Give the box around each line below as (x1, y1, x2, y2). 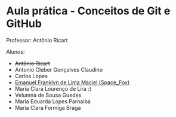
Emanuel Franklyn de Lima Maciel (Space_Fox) (14, 79, 130, 86)
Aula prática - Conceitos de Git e (6, 4, 171, 18)
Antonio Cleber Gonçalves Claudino (14, 66, 103, 73)
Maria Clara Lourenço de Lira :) (14, 85, 92, 92)
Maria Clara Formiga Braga (14, 104, 81, 111)
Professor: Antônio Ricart (6, 36, 68, 44)
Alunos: (6, 48, 25, 55)
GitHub (6, 17, 42, 30)
